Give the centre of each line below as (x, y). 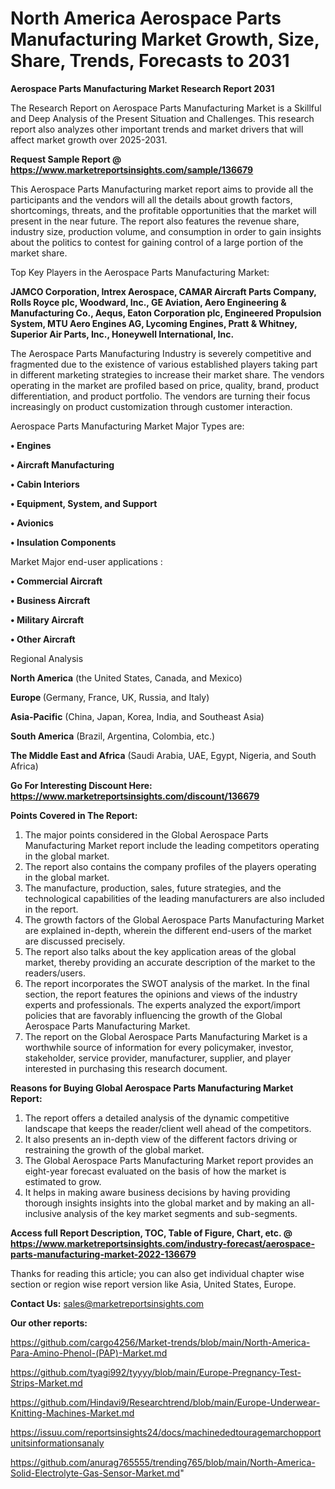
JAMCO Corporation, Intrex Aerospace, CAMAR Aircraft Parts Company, (163, 291)
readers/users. (55, 973)
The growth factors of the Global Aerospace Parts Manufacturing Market (174, 919)
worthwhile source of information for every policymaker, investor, (159, 1047)
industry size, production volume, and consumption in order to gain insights (166, 231)
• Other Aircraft (43, 639)
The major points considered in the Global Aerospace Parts (146, 834)
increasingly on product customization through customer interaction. (151, 406)
